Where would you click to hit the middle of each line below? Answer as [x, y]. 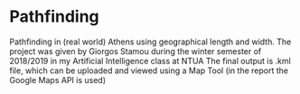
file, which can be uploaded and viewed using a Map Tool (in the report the [149, 70]
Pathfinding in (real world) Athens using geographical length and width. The [150, 42]
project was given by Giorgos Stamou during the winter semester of [136, 51]
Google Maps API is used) [58, 80]
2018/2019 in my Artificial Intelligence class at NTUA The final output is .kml [150, 61]
